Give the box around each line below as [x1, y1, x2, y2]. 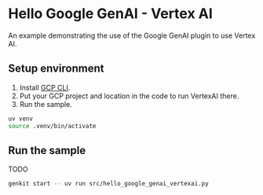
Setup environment [8, 62, 104, 75]
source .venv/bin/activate [8, 122, 97, 130]
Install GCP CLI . [19, 83, 71, 92]
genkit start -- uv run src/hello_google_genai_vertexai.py [8, 180, 210, 188]
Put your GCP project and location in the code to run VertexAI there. [19, 91, 239, 101]
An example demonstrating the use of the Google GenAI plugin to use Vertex [8, 31, 256, 40]
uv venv [8, 115, 34, 123]
